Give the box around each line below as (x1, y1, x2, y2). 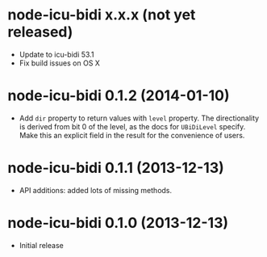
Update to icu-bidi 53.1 (19, 49, 94, 59)
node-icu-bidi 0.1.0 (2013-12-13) (7, 214, 229, 232)
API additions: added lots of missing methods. (19, 185, 173, 195)
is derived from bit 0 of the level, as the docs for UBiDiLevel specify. (19, 121, 246, 131)
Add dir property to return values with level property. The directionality (19, 113, 260, 123)
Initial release (19, 240, 64, 250)
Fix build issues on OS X (19, 58, 100, 68)
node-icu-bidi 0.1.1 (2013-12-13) (7, 159, 225, 177)
